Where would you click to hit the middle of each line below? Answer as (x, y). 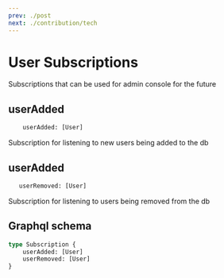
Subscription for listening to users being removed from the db (109, 201)
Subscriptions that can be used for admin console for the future (112, 84)
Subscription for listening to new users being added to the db (108, 143)
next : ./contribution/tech (53, 23)
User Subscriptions (73, 62)
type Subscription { (42, 244)
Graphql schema (50, 226)
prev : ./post (30, 15)
